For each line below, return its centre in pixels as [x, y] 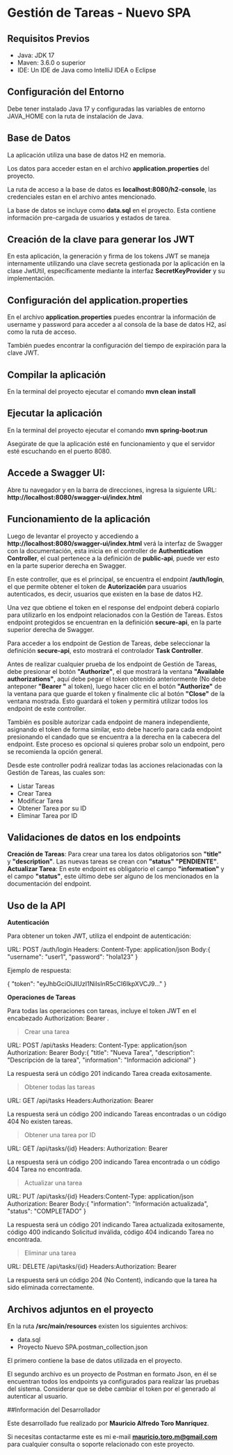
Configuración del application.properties [98, 300]
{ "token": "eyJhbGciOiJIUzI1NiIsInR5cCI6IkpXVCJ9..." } [87, 984]
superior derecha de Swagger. [51, 629]
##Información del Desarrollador [54, 1410]
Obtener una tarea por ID [60, 1135]
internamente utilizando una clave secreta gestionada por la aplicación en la [116, 263]
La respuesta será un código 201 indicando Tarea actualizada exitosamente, [116, 1225]
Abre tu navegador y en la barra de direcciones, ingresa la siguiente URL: [112, 490]
